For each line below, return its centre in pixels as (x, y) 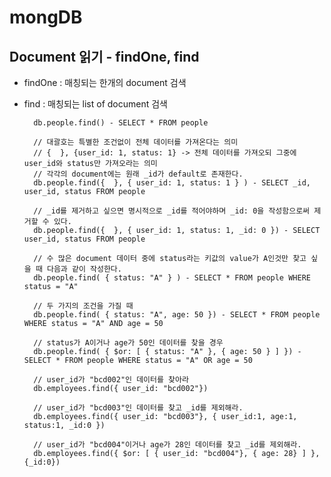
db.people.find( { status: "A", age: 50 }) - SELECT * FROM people (177, 315)
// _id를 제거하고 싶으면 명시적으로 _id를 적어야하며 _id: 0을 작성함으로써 (172, 211)
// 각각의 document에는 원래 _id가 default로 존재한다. (138, 174)
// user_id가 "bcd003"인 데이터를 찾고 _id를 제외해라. (138, 408)
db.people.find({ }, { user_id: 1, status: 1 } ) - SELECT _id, (172, 183)
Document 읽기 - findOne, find (104, 56)
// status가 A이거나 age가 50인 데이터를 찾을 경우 (128, 343)
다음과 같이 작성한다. (84, 269)
